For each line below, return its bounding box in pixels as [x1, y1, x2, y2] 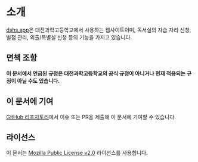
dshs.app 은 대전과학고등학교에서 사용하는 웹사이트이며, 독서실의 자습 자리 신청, [6, 26, 191, 33]
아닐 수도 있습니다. [17, 77, 60, 84]
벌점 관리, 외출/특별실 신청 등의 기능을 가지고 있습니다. [6, 33, 132, 40]
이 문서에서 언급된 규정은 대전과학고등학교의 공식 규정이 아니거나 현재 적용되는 [6, 70, 186, 77]
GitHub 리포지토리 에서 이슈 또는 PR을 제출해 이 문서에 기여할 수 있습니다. [6, 113, 176, 120]
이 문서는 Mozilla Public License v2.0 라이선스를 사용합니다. [6, 149, 148, 157]
